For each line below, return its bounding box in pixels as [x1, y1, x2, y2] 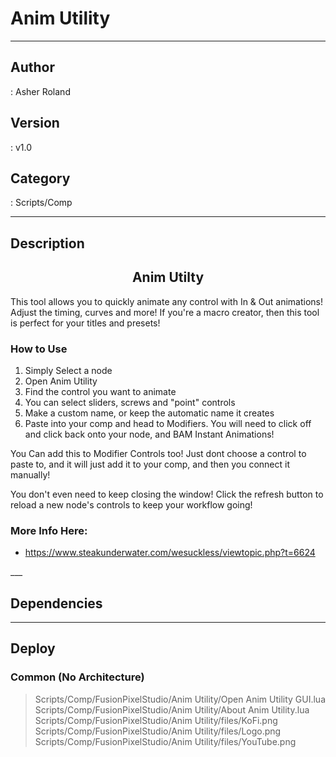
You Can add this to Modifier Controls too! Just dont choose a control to [10, 447, 307, 459]
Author [10, 59, 55, 76]
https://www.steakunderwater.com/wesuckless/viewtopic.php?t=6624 [24, 547, 316, 559]
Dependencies [10, 595, 103, 612]
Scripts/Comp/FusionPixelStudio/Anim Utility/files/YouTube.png [34, 735, 297, 747]
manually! [10, 468, 51, 481]
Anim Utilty [131, 269, 205, 286]
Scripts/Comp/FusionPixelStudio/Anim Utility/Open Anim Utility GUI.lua [34, 693, 327, 705]
